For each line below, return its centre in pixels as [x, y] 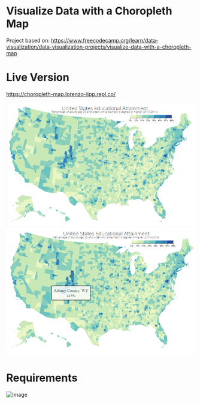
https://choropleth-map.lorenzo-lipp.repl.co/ [61, 94]
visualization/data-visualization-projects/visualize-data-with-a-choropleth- [99, 47]
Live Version [38, 78]
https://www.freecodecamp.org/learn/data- [104, 40]
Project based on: [28, 40]
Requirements [42, 378]
